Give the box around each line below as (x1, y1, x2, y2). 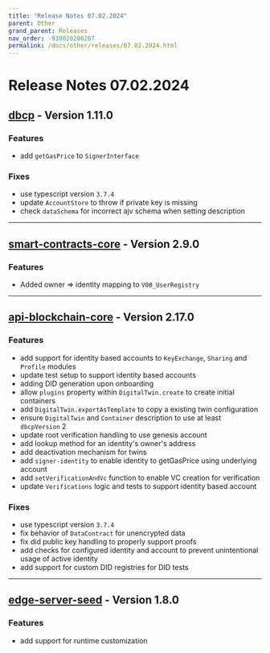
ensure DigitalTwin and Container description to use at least (19, 412, 222, 423)
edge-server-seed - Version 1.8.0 (8, 593, 179, 607)
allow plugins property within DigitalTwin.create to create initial (19, 387, 235, 397)
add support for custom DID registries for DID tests (19, 562, 189, 572)
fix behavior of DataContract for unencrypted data (19, 528, 186, 538)
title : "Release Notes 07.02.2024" (8, 11, 128, 20)
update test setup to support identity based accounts (19, 370, 197, 379)
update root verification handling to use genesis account (19, 430, 207, 440)
